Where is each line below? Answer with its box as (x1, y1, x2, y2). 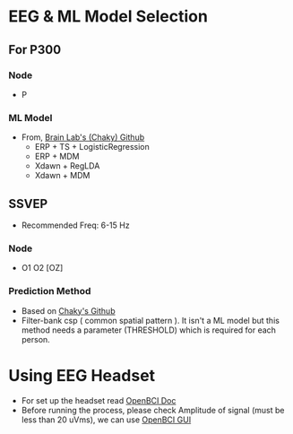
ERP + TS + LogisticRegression (34, 142, 150, 152)
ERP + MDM (34, 151, 80, 162)
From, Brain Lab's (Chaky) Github (21, 132, 145, 143)
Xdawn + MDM (34, 170, 90, 181)
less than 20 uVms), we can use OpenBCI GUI (21, 414, 192, 425)
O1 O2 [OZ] (21, 263, 64, 273)
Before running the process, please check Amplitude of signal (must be (21, 404, 285, 415)
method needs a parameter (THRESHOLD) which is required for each (21, 325, 277, 335)
